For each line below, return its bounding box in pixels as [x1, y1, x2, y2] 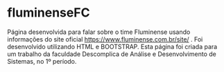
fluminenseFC [7, 5, 90, 21]
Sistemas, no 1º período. [7, 57, 77, 65]
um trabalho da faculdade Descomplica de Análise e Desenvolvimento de [7, 50, 216, 58]
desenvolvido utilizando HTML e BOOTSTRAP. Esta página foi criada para [7, 42, 218, 51]
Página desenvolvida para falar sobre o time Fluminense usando [7, 28, 191, 36]
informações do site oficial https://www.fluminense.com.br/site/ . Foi [7, 35, 203, 43]
